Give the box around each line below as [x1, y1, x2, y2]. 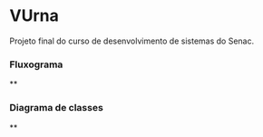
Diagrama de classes [9, 102, 104, 114]
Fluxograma [9, 58, 63, 71]
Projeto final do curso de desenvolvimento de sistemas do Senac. [9, 35, 255, 46]
